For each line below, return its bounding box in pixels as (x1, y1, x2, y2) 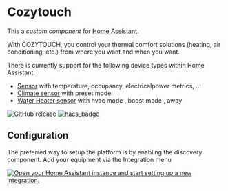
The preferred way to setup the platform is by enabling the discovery (7, 148, 203, 156)
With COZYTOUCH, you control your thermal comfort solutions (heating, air (7, 40, 221, 48)
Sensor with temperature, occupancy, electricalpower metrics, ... (17, 81, 202, 90)
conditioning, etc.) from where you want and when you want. (7, 48, 180, 56)
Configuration (7, 130, 69, 141)
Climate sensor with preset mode (17, 89, 112, 97)
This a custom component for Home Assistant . (7, 27, 139, 35)
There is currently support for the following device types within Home (7, 61, 205, 69)
